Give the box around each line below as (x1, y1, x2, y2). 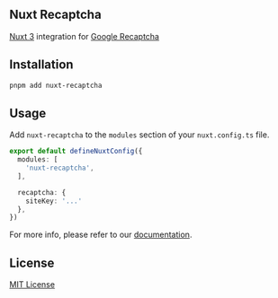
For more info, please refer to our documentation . (9, 229, 193, 241)
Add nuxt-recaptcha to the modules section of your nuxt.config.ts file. (9, 129, 270, 140)
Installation (9, 57, 74, 73)
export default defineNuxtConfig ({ (9, 147, 143, 156)
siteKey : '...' (25, 197, 83, 206)
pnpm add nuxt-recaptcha (9, 81, 103, 90)
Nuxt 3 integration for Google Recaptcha (9, 31, 160, 41)
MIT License (9, 279, 56, 290)
